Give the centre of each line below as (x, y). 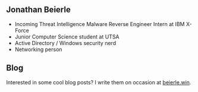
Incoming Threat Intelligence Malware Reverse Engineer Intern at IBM (100, 24)
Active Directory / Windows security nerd (65, 43)
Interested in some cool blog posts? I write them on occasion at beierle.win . (99, 82)
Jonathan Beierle (39, 10)
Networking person (38, 49)
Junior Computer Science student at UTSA (67, 37)
